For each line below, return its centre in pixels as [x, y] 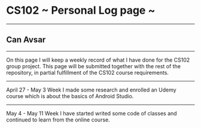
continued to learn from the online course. [58, 120]
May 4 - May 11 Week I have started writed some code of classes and [92, 113]
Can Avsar [26, 40]
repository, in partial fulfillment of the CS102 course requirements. [88, 72]
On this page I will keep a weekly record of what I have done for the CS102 [98, 60]
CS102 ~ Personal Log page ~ [81, 10]
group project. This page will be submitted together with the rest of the [94, 66]
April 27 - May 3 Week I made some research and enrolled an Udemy [91, 90]
